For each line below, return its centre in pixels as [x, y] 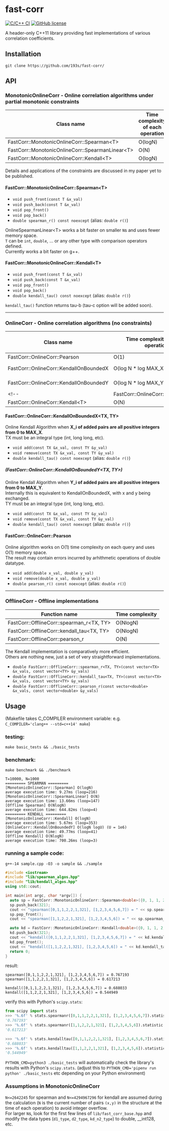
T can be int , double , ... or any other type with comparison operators [76, 240]
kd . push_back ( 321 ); [30, 933]
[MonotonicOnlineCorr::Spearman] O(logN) [49, 788]
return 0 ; [20, 951]
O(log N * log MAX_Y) [140, 383]
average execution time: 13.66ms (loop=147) [53, 801]
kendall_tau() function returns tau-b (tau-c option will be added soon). [79, 305]
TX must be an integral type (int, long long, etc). [55, 438]
